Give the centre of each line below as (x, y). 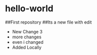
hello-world (29, 9)
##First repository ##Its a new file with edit (48, 22)
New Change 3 (27, 31)
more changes (27, 37)
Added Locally (27, 47)
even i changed (28, 42)
